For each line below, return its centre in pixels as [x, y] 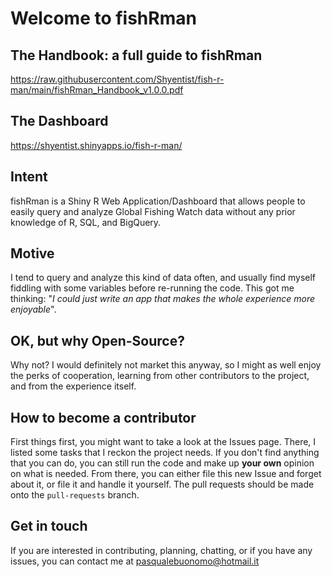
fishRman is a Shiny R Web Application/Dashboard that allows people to [158, 201]
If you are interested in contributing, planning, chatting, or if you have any [161, 550]
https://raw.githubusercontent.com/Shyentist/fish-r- [117, 79]
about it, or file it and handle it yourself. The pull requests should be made [162, 484]
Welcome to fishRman [103, 18]
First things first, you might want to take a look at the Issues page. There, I [163, 442]
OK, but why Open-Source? [97, 340]
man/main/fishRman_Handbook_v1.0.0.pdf [97, 90]
